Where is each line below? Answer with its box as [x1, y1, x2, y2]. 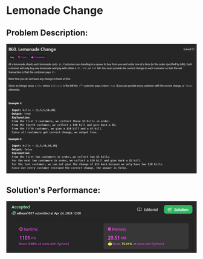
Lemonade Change [6, 4, 104, 17]
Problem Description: [6, 28, 88, 38]
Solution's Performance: [6, 185, 101, 195]
